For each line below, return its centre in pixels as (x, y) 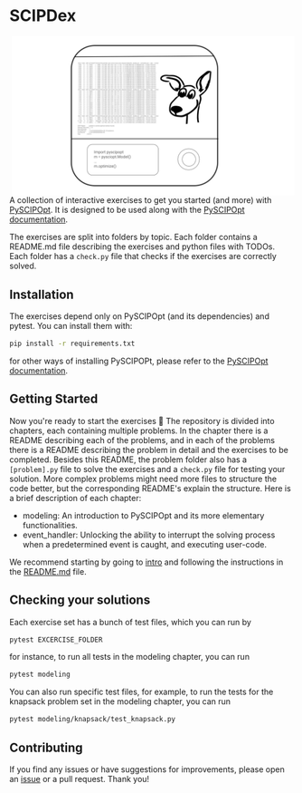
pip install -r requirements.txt (72, 343)
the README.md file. (48, 571)
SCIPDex (43, 16)
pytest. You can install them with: (71, 326)
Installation (42, 294)
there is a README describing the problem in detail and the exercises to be (149, 450)
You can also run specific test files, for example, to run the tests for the (142, 692)
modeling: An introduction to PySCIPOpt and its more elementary (143, 515)
